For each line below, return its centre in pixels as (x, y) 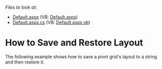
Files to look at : (21, 7)
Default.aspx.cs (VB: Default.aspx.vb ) (51, 22)
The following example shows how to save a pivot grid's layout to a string (81, 56)
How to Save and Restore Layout (74, 43)
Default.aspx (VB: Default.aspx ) (45, 17)
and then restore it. (25, 62)
